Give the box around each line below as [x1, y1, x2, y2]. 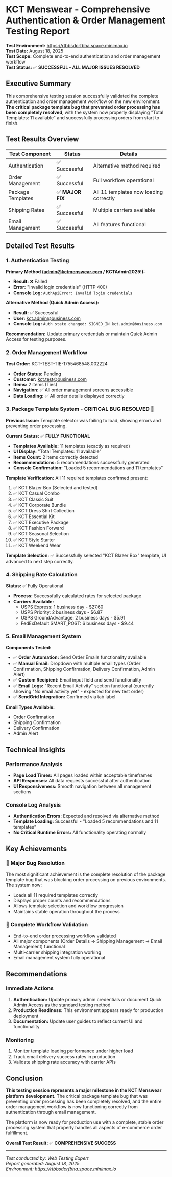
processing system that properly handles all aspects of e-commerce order [6, 1125, 162, 1131]
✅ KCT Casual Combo [13, 490, 60, 497]
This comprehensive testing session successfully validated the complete [6, 93, 159, 99]
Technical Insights [6, 745, 66, 754]
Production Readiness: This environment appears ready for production [13, 1007, 164, 1014]
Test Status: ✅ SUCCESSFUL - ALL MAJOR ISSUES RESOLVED [6, 64, 140, 70]
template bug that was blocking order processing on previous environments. [6, 877, 166, 883]
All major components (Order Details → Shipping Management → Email [13, 938, 162, 944]
